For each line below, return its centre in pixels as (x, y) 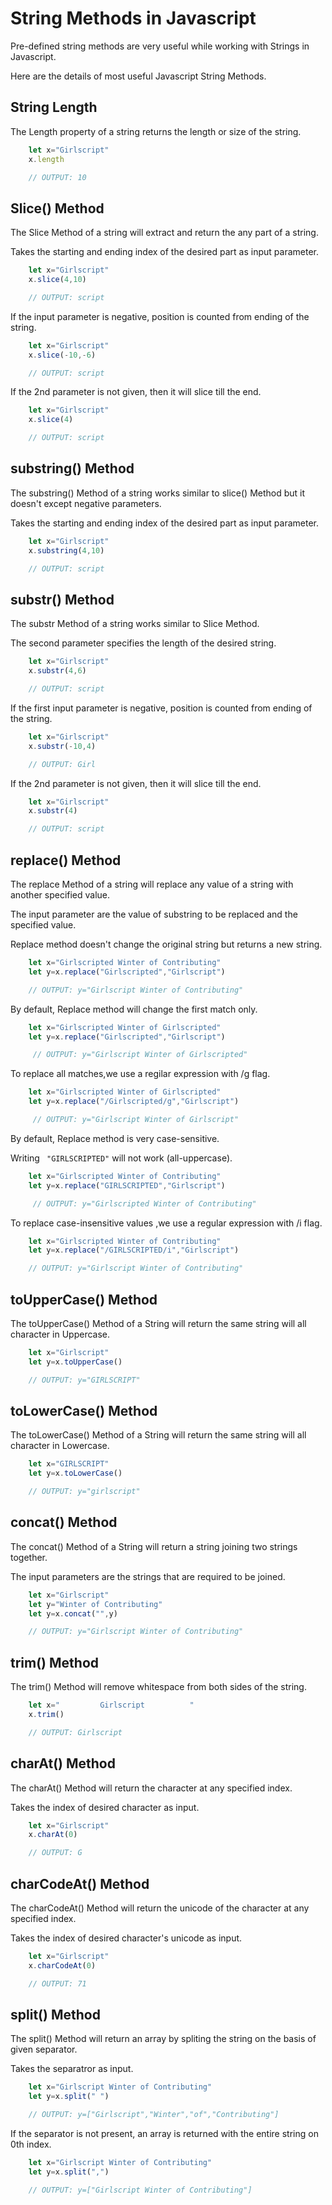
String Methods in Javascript (133, 18)
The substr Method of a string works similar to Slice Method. (135, 624)
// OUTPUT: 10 (57, 177)
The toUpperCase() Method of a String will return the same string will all (158, 1323)
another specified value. (60, 895)
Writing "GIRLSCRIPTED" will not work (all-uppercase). (121, 1158)
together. (29, 1557)
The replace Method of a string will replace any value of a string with (152, 884)
